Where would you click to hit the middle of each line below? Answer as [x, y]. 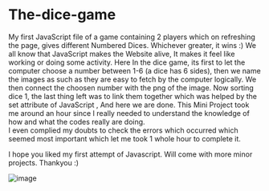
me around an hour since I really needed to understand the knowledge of [129, 113]
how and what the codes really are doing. [77, 121]
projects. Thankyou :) [43, 162]
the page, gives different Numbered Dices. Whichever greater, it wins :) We [132, 45]
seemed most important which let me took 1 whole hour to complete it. [124, 138]
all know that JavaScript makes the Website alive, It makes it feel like [122, 54]
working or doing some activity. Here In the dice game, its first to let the [127, 62]
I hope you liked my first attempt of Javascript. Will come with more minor [130, 154]
